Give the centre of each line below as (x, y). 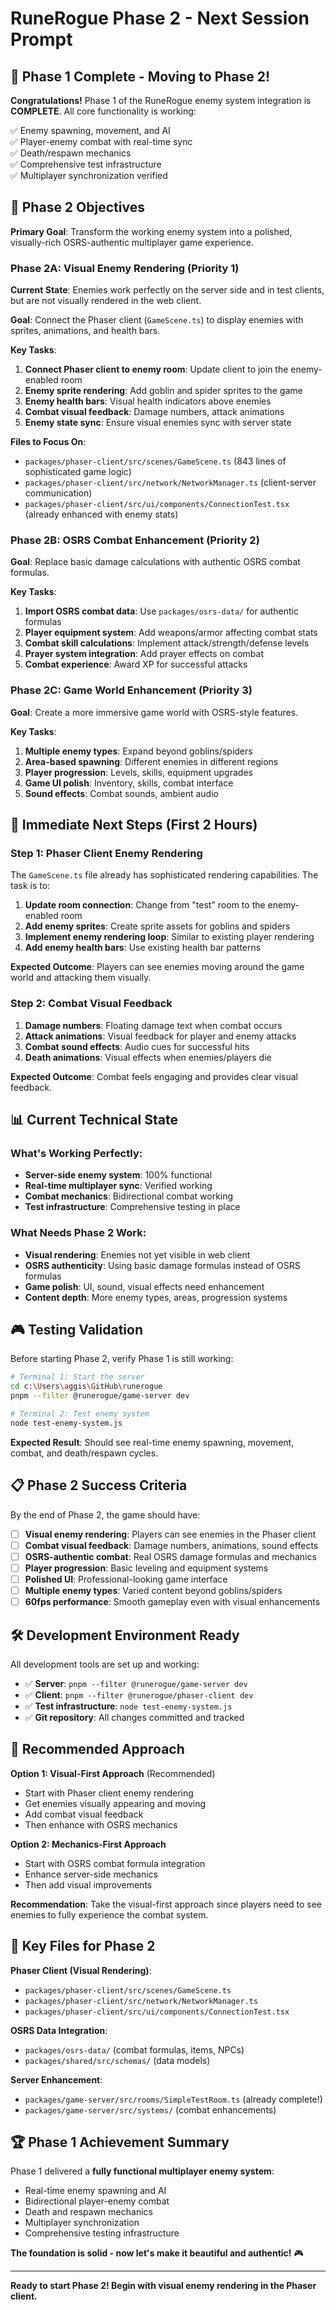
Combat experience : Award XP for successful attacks (136, 664)
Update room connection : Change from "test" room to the (145, 905)
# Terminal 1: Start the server (77, 1377)
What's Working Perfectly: (76, 1153)
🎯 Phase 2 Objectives (77, 207)
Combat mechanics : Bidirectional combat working (129, 1196)
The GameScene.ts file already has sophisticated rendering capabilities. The (164, 875)
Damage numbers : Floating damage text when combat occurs (153, 1025)
